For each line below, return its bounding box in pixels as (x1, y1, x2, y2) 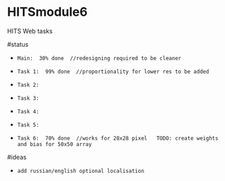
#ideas (7, 153, 27, 161)
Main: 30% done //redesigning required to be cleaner (17, 54, 182, 62)
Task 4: (17, 108, 39, 115)
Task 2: (17, 81, 39, 88)
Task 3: (17, 94, 39, 102)
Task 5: (17, 121, 39, 128)
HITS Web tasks (7, 27, 53, 35)
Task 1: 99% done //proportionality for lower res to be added (17, 68, 209, 75)
